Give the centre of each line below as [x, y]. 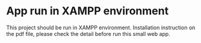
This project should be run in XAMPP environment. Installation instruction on [101, 27]
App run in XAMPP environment [88, 11]
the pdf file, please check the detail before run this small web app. [88, 33]
